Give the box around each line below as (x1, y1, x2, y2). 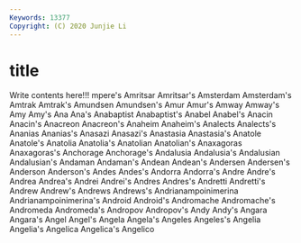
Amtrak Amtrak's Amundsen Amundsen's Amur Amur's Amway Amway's (9, 100, 280, 111)
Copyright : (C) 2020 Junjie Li (9, 22, 127, 31)
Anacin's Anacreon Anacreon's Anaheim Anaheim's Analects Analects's (9, 119, 277, 130)
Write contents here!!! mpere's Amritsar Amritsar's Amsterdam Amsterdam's (9, 90, 292, 101)
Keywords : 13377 (9, 13, 70, 22)
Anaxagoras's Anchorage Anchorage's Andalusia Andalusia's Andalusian (9, 148, 281, 158)
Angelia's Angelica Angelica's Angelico (9, 224, 155, 235)
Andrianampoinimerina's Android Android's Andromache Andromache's (9, 195, 277, 206)
